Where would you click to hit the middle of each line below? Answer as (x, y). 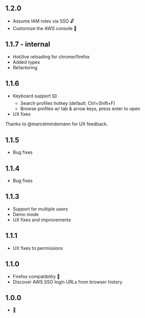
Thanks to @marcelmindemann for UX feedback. (57, 124)
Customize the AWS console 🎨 (45, 28)
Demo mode (26, 214)
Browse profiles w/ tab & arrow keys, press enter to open (80, 109)
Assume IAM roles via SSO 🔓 (43, 21)
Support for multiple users (40, 209)
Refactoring (25, 67)
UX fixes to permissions (38, 248)
